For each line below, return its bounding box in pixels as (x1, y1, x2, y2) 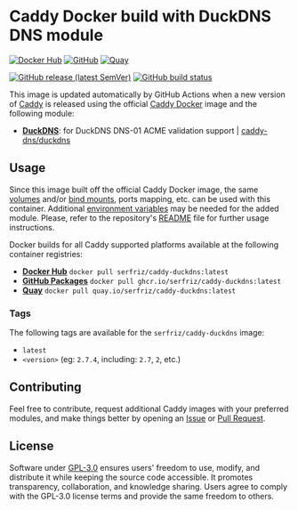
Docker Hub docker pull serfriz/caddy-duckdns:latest (21, 265, 230, 277)
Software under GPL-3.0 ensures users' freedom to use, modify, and (9, 462, 261, 473)
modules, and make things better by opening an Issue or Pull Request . (9, 412, 266, 424)
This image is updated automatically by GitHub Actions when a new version (9, 89, 286, 100)
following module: (9, 108, 75, 118)
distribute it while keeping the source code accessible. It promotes (9, 472, 254, 482)
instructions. (9, 222, 55, 232)
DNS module (9, 25, 104, 45)
